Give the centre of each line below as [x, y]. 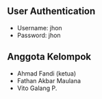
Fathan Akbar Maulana [49, 80]
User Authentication [51, 11]
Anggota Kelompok [49, 57]
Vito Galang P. [37, 88]
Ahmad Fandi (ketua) [47, 73]
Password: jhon [39, 35]
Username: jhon [40, 27]
